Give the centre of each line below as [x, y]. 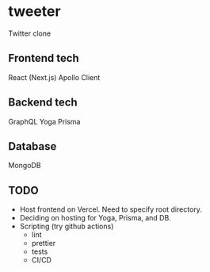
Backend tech [43, 103]
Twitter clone [30, 33]
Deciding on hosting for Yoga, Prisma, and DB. [95, 218]
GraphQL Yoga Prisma [44, 121]
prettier [44, 243]
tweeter [34, 11]
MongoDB [25, 166]
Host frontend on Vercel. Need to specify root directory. [111, 209]
